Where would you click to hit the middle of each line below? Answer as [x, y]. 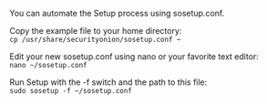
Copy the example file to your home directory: [96, 31]
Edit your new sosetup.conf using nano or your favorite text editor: [134, 57]
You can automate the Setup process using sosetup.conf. [117, 13]
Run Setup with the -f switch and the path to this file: [108, 82]
